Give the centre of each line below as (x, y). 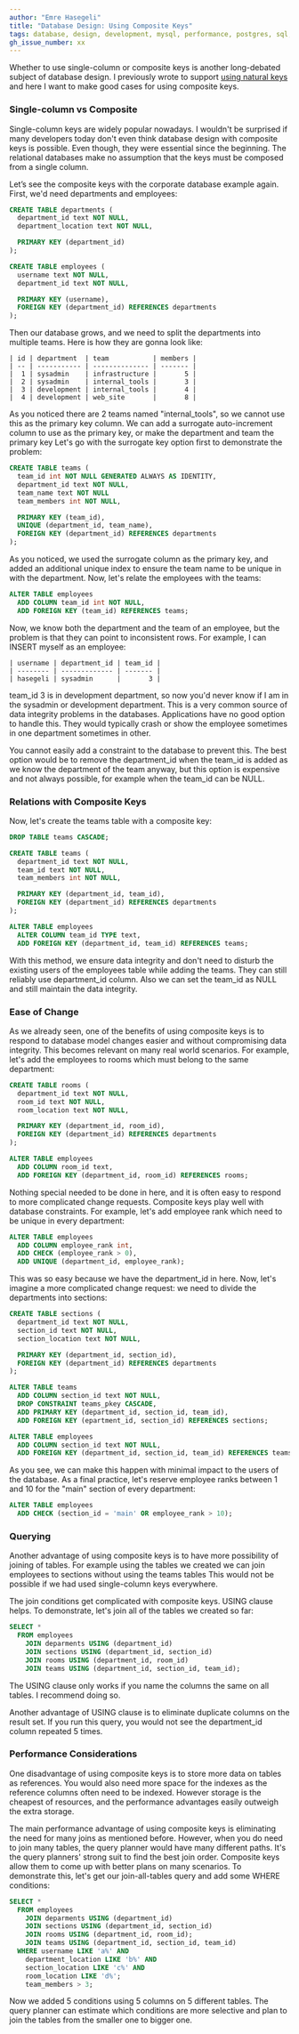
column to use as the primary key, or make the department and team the (141, 433)
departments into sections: (58, 1298)
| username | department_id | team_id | (85, 663)
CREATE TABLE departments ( (61, 210)
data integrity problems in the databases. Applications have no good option (147, 714)
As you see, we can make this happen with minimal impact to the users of (144, 1470)
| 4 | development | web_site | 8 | (103, 398)
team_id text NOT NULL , (61, 870)
